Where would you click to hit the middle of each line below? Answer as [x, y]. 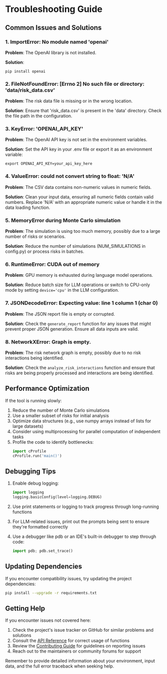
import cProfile [29, 451]
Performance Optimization [47, 389]
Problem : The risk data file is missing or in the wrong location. [69, 101]
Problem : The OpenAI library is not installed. [51, 52]
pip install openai [25, 71]
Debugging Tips [31, 471]
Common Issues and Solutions [54, 28]
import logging [28, 493]
